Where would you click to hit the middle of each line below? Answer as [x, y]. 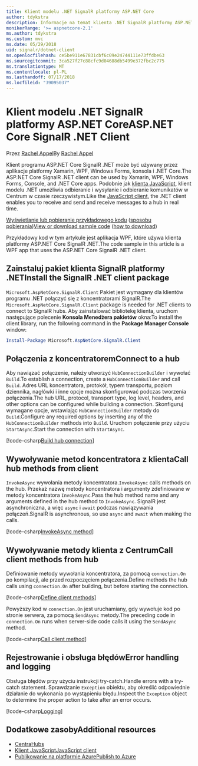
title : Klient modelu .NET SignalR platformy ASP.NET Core [80, 11]
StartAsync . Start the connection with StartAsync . [65, 429]
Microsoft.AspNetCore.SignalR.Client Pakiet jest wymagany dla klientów [95, 292]
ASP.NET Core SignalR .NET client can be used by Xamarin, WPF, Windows [97, 177]
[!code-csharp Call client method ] [47, 639]
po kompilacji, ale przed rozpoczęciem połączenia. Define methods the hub [97, 580]
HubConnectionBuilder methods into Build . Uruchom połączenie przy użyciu [98, 423]
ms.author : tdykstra [32, 34]
